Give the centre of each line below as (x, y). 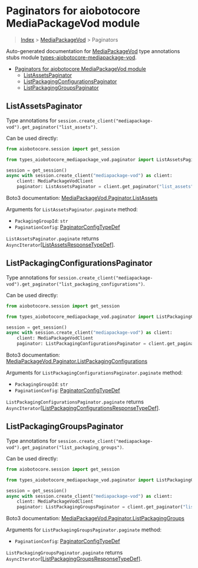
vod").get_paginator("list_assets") (51, 127)
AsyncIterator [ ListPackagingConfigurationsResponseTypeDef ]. (83, 408)
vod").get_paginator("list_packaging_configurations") (75, 284)
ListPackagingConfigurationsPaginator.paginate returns (75, 402)
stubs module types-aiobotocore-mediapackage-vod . (72, 57)
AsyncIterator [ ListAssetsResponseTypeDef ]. (61, 245)
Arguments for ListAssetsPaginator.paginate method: (72, 209)
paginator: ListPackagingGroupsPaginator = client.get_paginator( (100, 507)
